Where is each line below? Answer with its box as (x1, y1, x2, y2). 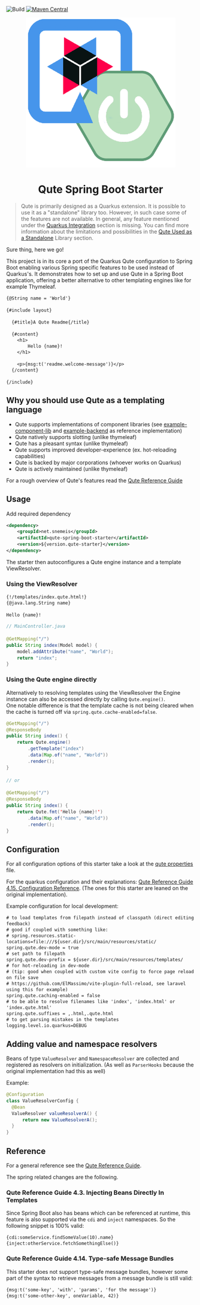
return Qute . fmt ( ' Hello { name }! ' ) (17, 809, 103, 815)
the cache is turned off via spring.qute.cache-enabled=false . (6, 708, 157, 715)
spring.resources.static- (11, 933, 77, 939)
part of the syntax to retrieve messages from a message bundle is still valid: (6, 1274, 193, 1282)
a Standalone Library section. (20, 234, 94, 241)
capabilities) (14, 452, 46, 459)
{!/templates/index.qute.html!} (6, 594, 87, 600)
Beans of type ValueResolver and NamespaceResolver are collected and (6, 1055, 180, 1062)
